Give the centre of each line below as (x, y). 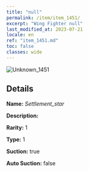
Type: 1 (16, 139)
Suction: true (23, 151)
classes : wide (24, 52)
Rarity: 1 (17, 127)
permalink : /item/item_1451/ (43, 18)
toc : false (20, 47)
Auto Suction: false (31, 163)
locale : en (20, 35)
